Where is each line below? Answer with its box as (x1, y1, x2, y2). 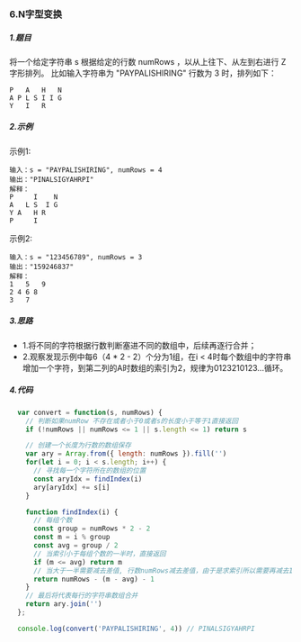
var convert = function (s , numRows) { (17, 408, 164, 417)
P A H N (9, 86, 63, 95)
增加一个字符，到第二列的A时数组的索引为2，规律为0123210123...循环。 (22, 362, 288, 373)
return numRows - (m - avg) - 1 (32, 574, 155, 583)
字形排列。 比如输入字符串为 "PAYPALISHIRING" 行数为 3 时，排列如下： (9, 68, 277, 78)
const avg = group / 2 (32, 541, 119, 550)
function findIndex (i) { (25, 507, 119, 517)
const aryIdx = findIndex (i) (32, 475, 143, 484)
